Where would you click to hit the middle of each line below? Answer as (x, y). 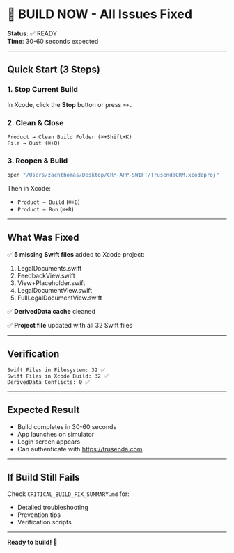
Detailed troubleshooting (53, 508)
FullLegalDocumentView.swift (60, 298)
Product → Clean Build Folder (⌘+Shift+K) (70, 137)
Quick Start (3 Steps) (54, 70)
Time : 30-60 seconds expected (53, 41)
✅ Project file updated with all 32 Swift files (70, 325)
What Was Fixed (43, 238)
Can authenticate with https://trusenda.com (80, 449)
